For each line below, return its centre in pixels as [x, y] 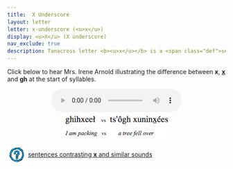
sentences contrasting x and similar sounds [90, 154]
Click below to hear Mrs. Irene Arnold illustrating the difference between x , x [116, 72]
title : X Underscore [38, 15]
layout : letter [29, 22]
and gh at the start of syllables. [52, 79]
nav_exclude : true [34, 44]
